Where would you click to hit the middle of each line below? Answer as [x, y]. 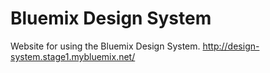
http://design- [231, 46]
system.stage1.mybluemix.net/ [73, 56]
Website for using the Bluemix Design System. [105, 46]
